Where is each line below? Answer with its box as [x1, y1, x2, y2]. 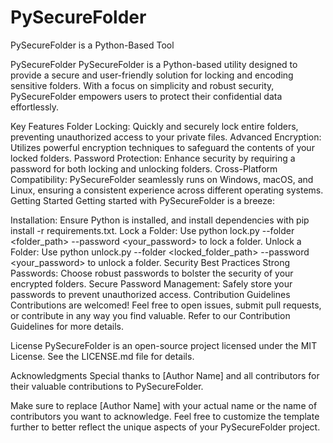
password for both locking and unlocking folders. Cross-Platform [10, 162, 278, 175]
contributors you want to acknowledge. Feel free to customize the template [10, 410, 320, 422]
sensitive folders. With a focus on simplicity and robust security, [10, 79, 275, 91]
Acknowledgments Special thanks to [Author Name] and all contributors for [10, 369, 320, 381]
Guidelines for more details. [10, 320, 125, 332]
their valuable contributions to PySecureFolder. [10, 380, 204, 392]
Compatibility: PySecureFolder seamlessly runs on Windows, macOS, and [10, 173, 314, 185]
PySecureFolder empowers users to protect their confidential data [10, 90, 283, 102]
